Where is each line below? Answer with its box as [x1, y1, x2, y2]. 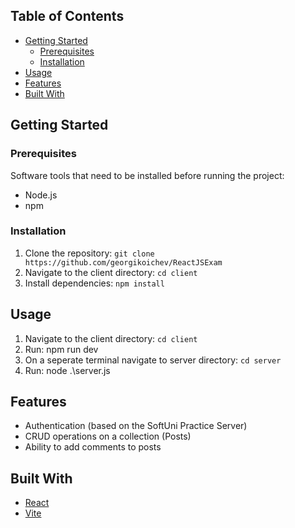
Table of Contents [10, 8, 125, 25]
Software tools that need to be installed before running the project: [10, 169, 285, 181]
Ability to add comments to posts [24, 441, 162, 453]
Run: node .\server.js [24, 364, 111, 376]
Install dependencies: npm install [24, 277, 165, 289]
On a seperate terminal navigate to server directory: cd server [24, 354, 282, 366]
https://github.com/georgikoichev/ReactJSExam [24, 257, 223, 268]
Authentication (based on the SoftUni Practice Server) [24, 420, 248, 432]
